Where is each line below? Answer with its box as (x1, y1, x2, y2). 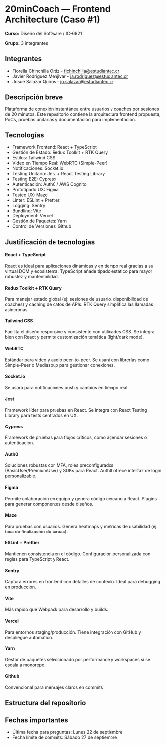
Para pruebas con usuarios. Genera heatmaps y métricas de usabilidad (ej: (5, 523, 158, 529)
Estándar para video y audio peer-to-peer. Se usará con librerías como (5, 357, 150, 363)
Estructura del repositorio (5, 699, 86, 707)
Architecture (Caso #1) (5, 14, 100, 25)
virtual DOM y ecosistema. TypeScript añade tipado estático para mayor (5, 268, 153, 274)
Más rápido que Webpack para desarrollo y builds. (5, 606, 108, 613)
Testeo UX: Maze (12, 192, 48, 198)
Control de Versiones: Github (12, 223, 72, 229)
